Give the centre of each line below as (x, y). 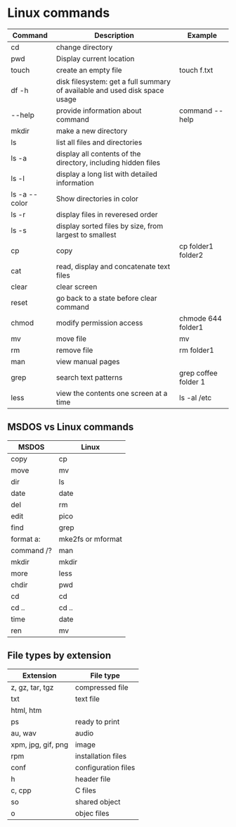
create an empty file (89, 70)
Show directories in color (97, 199)
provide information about (99, 111)
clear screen (77, 287)
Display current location (95, 58)
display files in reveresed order (107, 214)
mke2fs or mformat (91, 539)
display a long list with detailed (107, 174)
